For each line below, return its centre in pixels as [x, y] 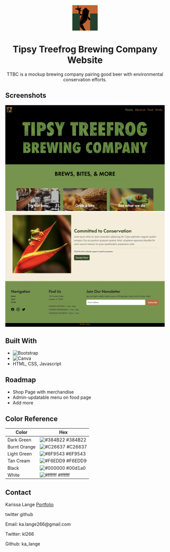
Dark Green [19, 440]
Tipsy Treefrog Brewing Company [85, 49]
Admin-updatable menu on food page [52, 397]
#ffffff [64, 475]
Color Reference [32, 419]
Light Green [19, 454]
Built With [21, 341]
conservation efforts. [85, 79]
